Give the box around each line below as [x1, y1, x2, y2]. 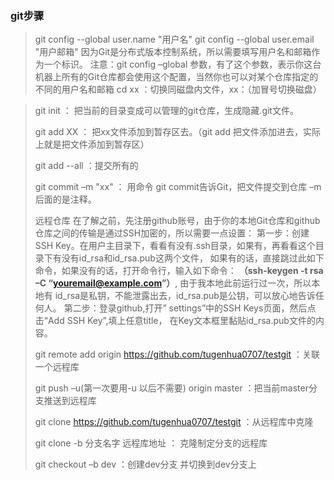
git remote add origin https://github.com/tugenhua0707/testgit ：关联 [34, 348, 320, 361]
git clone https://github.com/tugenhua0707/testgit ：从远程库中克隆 [34, 416, 314, 428]
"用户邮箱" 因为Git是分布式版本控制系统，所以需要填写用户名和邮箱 [34, 46, 312, 58]
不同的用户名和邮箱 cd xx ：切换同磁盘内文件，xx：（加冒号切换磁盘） [34, 83, 322, 96]
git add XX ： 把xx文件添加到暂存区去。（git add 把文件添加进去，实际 [34, 126, 321, 138]
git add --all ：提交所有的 [34, 160, 139, 172]
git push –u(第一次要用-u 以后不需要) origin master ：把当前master [34, 382, 309, 394]
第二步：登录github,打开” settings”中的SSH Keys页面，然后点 [63, 302, 317, 314]
